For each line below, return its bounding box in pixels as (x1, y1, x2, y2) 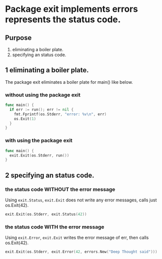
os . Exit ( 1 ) (14, 116, 36, 121)
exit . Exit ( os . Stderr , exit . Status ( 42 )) (5, 212, 87, 217)
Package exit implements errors (5, 3, 138, 15)
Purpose (5, 33, 32, 42)
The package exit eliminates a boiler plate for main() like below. (5, 79, 133, 85)
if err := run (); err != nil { (9, 107, 74, 112)
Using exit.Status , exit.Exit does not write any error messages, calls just (5, 197, 157, 203)
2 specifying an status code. (5, 171, 95, 179)
